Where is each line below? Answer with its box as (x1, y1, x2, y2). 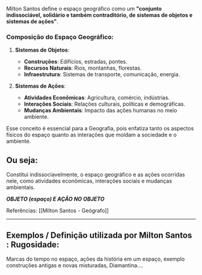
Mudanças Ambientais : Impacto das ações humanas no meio (23, 107, 177, 114)
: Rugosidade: (6, 240, 60, 250)
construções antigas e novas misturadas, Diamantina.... (6, 261, 144, 269)
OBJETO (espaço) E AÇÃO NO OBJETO (6, 195, 105, 203)
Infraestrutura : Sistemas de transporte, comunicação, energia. (23, 71, 180, 78)
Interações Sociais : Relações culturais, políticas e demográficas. (23, 100, 186, 107)
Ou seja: (6, 155, 38, 165)
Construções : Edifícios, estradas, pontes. (23, 58, 128, 65)
